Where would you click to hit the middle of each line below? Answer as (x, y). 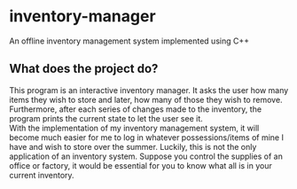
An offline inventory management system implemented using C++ (129, 41)
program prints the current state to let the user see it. (106, 118)
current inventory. (42, 175)
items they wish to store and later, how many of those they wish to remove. (146, 99)
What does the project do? (84, 69)
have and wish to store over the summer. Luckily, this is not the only (133, 146)
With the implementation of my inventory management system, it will (134, 128)
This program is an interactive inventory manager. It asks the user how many (149, 90)
